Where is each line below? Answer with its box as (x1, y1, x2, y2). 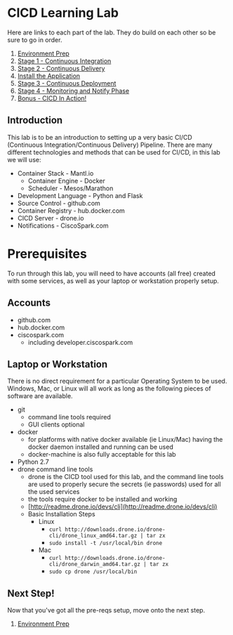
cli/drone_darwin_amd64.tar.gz (48, 561, 140, 568)
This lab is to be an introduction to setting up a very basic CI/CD (7, 133, 193, 141)
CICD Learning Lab (7, 5, 119, 21)
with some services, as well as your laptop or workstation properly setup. (7, 276, 220, 285)
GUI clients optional (27, 420, 85, 429)
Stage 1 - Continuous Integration (17, 56, 112, 65)
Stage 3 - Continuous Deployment (17, 79, 116, 87)
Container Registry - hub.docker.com (17, 206, 125, 215)
